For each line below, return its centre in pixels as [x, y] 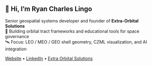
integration [16, 49]
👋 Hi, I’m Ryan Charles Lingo [49, 9]
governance [17, 36]
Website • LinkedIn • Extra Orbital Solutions [49, 58]
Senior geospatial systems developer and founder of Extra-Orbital [72, 21]
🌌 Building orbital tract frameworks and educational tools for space [72, 31]
